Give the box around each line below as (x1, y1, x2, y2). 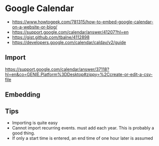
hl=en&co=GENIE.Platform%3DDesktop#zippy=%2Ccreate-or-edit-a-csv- (5, 71, 153, 77)
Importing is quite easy (12, 119, 58, 126)
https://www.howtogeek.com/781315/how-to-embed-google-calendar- (12, 19, 154, 25)
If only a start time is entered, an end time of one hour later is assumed (12, 135, 153, 141)
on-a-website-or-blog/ (12, 24, 58, 29)
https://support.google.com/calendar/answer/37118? (5, 66, 110, 72)
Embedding (5, 90, 41, 99)
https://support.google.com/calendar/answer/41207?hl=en (12, 29, 129, 35)
